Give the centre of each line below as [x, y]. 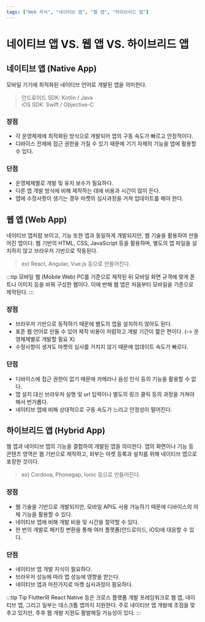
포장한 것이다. [23, 462]
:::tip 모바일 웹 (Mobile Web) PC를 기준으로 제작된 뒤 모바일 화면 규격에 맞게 [97, 277]
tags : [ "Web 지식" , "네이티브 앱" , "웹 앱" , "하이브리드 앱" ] [77, 12]
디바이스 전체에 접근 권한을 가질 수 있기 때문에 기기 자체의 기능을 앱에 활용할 [106, 143]
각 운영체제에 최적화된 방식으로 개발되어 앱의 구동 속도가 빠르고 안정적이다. [104, 136]
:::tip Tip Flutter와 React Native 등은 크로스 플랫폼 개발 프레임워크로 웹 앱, [95, 598]
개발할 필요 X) [58, 339]
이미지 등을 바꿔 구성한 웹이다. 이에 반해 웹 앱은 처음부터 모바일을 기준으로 [106, 285]
